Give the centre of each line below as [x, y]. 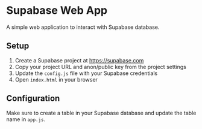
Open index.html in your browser [56, 79]
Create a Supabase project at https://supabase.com [79, 60]
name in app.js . [26, 119]
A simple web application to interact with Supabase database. [83, 27]
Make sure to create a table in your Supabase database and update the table [101, 113]
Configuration [33, 99]
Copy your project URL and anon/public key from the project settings [101, 67]
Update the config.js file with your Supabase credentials [86, 73]
